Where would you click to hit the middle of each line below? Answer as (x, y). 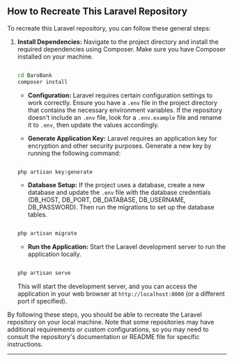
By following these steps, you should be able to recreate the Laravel (104, 315)
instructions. (25, 345)
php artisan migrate (47, 234)
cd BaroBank (34, 75)
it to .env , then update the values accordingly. (93, 125)
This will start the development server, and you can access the (107, 286)
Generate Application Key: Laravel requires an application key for (122, 138)
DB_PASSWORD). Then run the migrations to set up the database (121, 207)
